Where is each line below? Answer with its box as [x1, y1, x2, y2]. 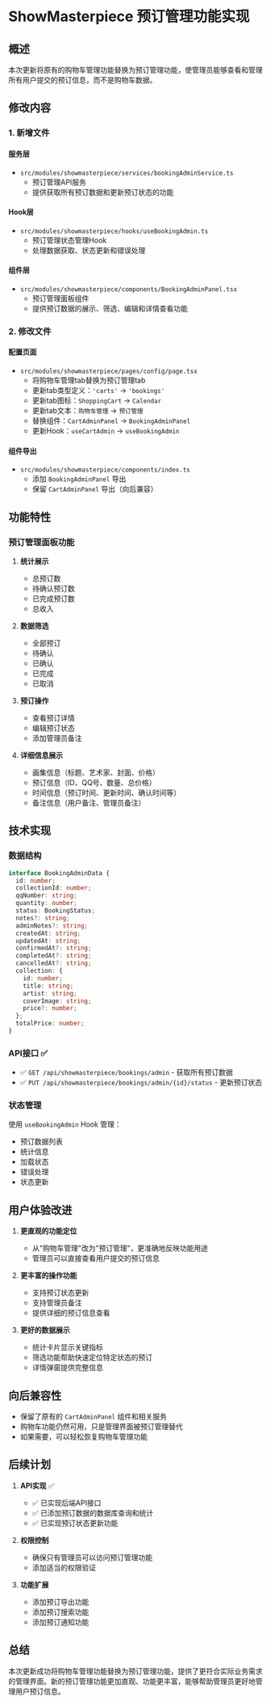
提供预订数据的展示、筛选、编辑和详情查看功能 [31, 303, 188, 313]
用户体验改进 [8, 1203, 73, 1217]
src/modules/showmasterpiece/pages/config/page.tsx [19, 367, 198, 376]
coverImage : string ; [23, 996, 92, 1005]
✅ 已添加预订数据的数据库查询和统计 [31, 1507, 154, 1517]
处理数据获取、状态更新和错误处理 [31, 245, 146, 255]
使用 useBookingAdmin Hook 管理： [8, 1119, 123, 1129]
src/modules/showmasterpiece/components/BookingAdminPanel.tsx [19, 285, 238, 294]
